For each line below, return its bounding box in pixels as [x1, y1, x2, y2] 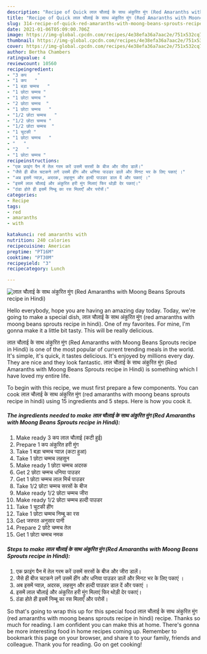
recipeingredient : [7, 66, 54, 73]
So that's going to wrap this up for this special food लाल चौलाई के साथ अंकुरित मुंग [7, 608, 198, 615]
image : [7, 32, 24, 38]
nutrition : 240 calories [7, 237, 71, 243]
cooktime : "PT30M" [7, 254, 54, 261]
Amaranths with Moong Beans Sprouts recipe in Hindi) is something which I [7, 366, 198, 373]
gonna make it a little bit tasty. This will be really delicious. [7, 327, 154, 334]
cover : [7, 44, 24, 50]
